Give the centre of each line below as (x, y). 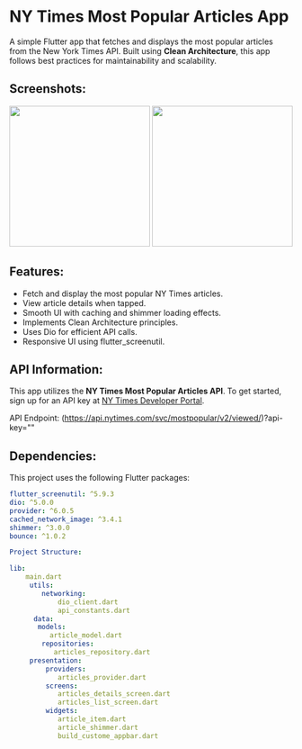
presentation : (56, 660)
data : (43, 618)
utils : (41, 586)
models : (52, 627)
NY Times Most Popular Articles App (149, 17)
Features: (37, 272)
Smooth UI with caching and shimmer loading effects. (122, 312)
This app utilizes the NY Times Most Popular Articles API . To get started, (146, 391)
